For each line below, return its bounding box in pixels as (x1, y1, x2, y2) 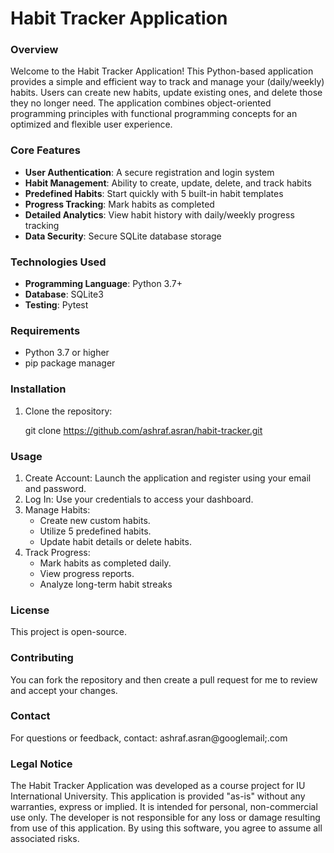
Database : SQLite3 (24, 288, 104, 301)
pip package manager (24, 357, 116, 369)
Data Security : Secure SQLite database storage (24, 230, 222, 242)
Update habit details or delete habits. (39, 535, 192, 547)
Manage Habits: (24, 503, 91, 516)
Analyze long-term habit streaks (39, 578, 173, 590)
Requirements (10, 324, 81, 337)
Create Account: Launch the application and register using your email (24, 472, 312, 484)
